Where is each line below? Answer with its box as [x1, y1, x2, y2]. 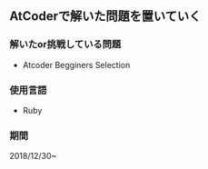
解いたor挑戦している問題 [9, 38, 122, 51]
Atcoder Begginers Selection [22, 59, 131, 70]
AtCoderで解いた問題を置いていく [9, 8, 202, 25]
